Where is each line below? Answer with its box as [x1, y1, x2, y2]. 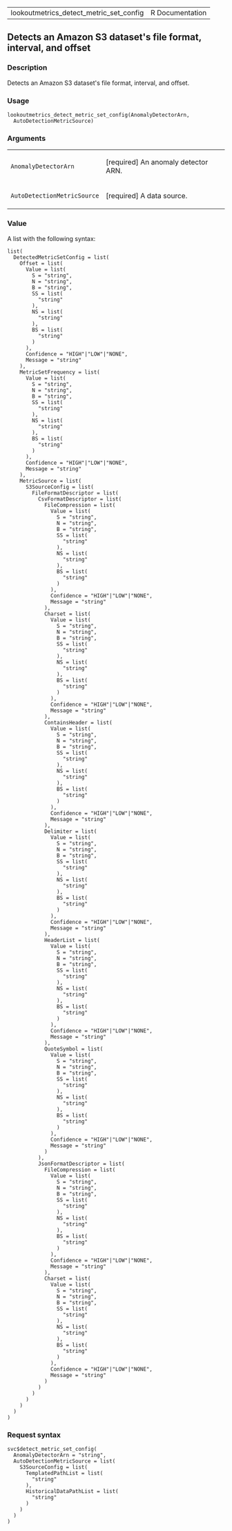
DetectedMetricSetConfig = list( [13, 253, 110, 261]
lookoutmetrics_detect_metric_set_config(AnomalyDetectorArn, [7, 111, 190, 118]
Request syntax [7, 1429, 61, 1439]
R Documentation [151, 8, 207, 17]
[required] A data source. [106, 191, 188, 201]
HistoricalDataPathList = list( [25, 1487, 119, 1494]
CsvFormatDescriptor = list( [37, 495, 122, 503]
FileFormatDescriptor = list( [32, 490, 119, 497]
